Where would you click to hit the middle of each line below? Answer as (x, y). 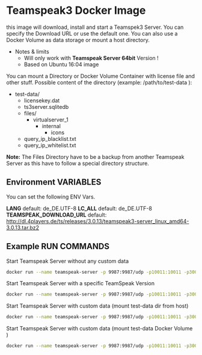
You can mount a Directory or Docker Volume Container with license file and (101, 76)
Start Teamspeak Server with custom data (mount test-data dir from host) (97, 306)
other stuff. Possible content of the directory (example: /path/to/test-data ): (99, 82)
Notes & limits (32, 51)
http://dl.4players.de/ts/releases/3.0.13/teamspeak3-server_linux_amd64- (98, 221)
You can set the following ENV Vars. (51, 197)
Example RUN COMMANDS (58, 246)
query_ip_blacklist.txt (50, 138)
